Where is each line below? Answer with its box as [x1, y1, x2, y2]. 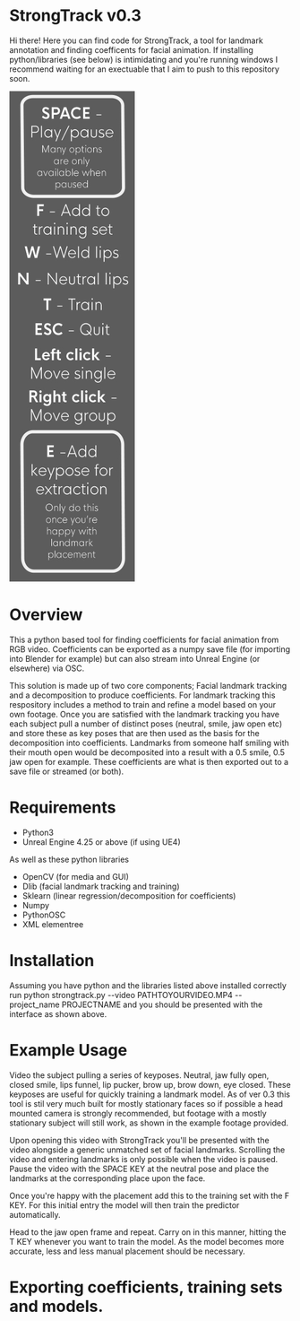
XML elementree [21, 918, 84, 929]
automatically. [9, 1209, 61, 1220]
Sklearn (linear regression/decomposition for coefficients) [21, 890, 236, 901]
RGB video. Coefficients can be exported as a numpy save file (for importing [9, 643, 291, 655]
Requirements [9, 797, 116, 818]
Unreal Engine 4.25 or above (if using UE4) [21, 836, 181, 847]
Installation [9, 951, 95, 970]
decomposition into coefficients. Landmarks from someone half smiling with [9, 737, 289, 748]
